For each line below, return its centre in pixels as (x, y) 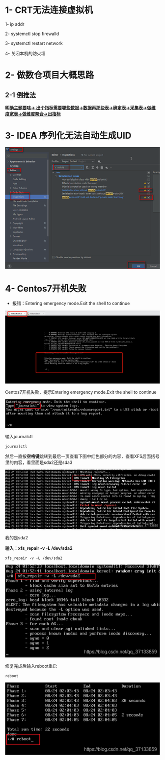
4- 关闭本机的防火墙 (25, 53)
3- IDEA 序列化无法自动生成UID (68, 136)
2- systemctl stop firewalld (32, 34)
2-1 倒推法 (21, 95)
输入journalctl (19, 437)
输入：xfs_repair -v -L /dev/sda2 (39, 548)
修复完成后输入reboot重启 (31, 666)
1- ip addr (15, 24)
